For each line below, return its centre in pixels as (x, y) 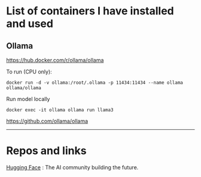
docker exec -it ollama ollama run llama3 (60, 110)
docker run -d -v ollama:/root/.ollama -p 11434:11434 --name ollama (95, 83)
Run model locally (28, 99)
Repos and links (46, 151)
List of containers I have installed (90, 11)
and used (30, 24)
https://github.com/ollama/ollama (47, 121)
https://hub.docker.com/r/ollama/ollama (55, 60)
